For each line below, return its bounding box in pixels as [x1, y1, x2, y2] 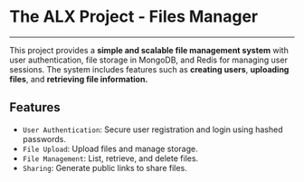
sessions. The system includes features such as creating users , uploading [9, 63, 290, 74]
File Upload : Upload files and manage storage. [22, 143, 198, 154]
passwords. [22, 133, 66, 144]
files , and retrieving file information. [9, 73, 148, 84]
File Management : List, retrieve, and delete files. [22, 152, 199, 164]
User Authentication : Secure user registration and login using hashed [22, 124, 283, 135]
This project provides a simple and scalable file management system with [9, 44, 290, 55]
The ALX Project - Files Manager [9, 6, 259, 27]
